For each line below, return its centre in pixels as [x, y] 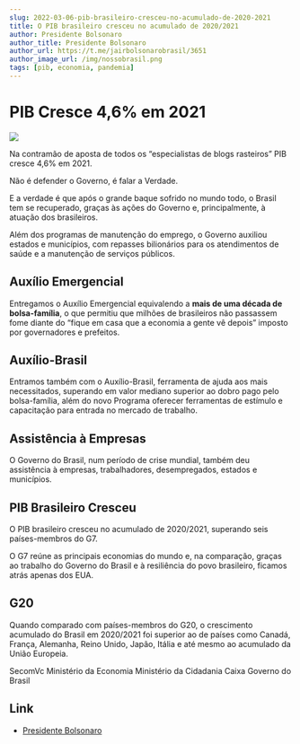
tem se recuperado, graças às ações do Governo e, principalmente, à [138, 207]
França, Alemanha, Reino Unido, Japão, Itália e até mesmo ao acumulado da [150, 643]
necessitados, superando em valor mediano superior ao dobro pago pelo [145, 391]
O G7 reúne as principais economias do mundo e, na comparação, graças [146, 556]
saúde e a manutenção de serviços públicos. [92, 253]
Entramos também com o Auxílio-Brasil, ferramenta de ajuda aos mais [138, 381]
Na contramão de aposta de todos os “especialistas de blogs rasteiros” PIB [148, 153]
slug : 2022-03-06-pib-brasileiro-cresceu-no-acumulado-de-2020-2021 [140, 18]
